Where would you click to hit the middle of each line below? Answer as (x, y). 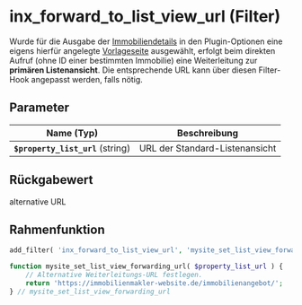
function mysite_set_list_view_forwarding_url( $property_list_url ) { (146, 266)
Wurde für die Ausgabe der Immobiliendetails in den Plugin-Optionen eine (146, 41)
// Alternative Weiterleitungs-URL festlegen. (114, 275)
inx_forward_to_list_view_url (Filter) (145, 17)
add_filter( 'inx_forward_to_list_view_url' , (96, 250)
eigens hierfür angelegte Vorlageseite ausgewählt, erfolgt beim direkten (142, 50)
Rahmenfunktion (57, 229)
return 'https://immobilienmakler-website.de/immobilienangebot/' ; (154, 283)
